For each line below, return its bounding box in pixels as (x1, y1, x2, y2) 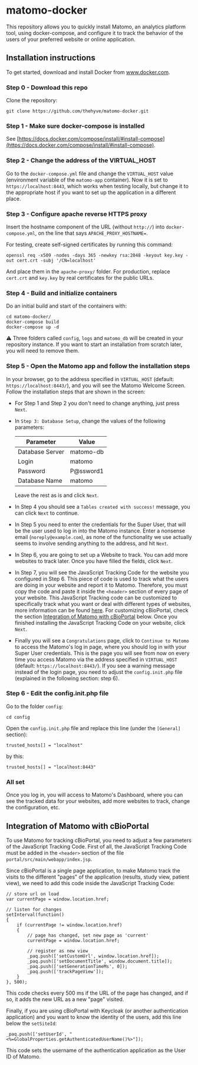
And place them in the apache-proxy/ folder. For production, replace (6, 267, 170, 275)
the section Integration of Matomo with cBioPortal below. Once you (14, 613, 178, 620)
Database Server (17, 447, 65, 456)
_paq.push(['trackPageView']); (27, 969, 104, 974)
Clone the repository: (6, 97, 58, 104)
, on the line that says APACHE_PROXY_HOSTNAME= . (35, 229, 148, 237)
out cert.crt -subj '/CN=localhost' (6, 257, 96, 263)
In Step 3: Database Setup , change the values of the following (14, 417, 166, 424)
